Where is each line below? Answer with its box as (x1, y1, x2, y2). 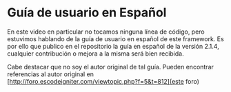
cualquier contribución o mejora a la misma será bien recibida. (7, 49, 184, 58)
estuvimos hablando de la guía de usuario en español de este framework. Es (7, 34, 224, 43)
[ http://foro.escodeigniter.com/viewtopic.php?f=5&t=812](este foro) (7, 77, 200, 85)
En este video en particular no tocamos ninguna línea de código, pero (7, 27, 205, 36)
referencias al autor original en (7, 70, 94, 78)
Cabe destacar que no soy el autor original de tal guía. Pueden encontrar (7, 62, 214, 71)
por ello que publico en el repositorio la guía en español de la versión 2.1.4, (7, 42, 219, 50)
